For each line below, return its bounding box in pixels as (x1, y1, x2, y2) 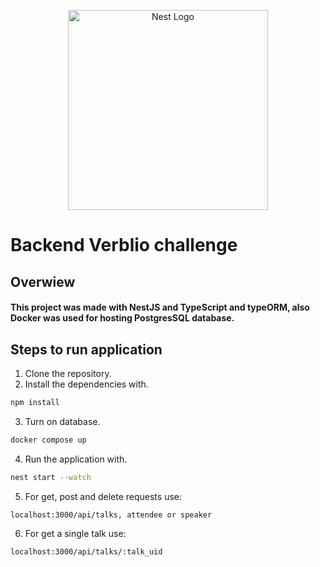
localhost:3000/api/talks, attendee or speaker (10, 510, 213, 520)
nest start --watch (10, 472, 92, 482)
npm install (10, 397, 60, 407)
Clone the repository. (24, 367, 112, 379)
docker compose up (10, 435, 87, 445)
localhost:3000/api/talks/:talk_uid (10, 547, 163, 557)
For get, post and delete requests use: (24, 490, 182, 502)
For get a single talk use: (24, 528, 127, 540)
